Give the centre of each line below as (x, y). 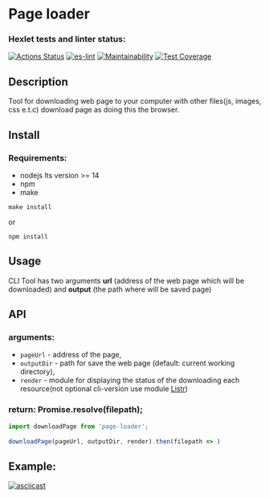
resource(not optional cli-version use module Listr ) (104, 389)
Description (38, 82)
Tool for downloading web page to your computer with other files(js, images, (135, 101)
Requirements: (38, 157)
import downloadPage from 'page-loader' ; (79, 427)
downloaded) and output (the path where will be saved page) (110, 289)
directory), (37, 372)
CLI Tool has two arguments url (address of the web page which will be (126, 280)
